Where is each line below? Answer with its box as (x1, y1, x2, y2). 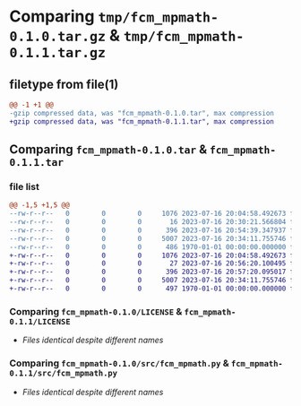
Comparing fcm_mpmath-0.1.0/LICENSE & (9, 305, 183, 317)
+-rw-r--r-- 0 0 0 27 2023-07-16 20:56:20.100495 (9, 259, 287, 268)
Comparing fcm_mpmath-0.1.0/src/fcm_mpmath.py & (9, 357, 230, 369)
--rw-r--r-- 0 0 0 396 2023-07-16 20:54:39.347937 (9, 226, 287, 235)
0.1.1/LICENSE (9, 316, 71, 326)
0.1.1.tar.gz (9, 45, 106, 62)
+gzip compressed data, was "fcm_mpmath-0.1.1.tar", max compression (9, 117, 275, 126)
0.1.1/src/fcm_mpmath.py (9, 368, 118, 378)
